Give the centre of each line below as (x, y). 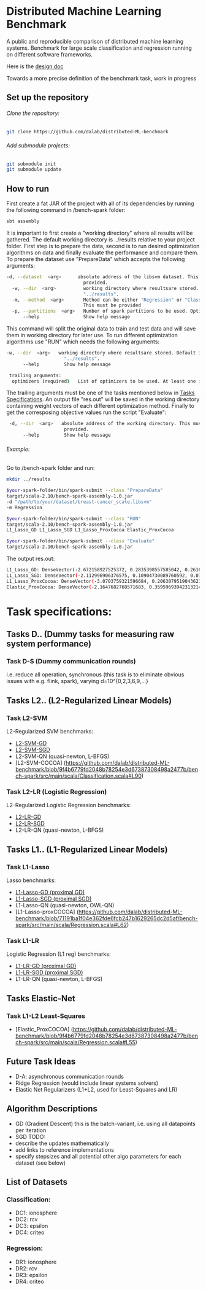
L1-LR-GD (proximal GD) (46, 966)
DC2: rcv (26, 1219)
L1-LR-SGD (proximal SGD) (49, 972)
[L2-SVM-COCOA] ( (40, 763)
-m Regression (25, 507)
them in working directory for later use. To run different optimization (92, 335)
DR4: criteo (29, 1281)
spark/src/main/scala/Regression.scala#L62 (71, 925)
